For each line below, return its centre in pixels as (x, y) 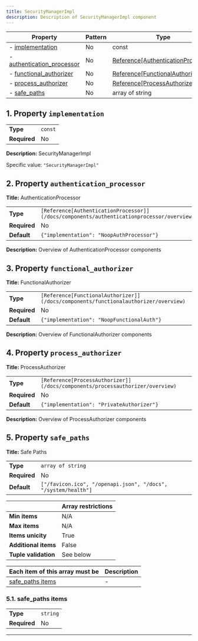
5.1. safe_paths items (37, 599)
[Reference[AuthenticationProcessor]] (95, 211)
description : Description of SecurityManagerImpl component (82, 17)
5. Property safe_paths (48, 438)
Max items (24, 525)
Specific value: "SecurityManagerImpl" (52, 165)
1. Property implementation (55, 114)
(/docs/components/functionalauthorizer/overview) (113, 301)
